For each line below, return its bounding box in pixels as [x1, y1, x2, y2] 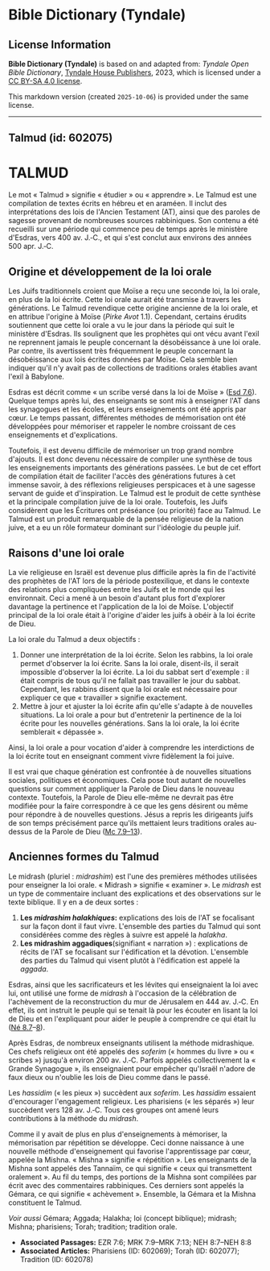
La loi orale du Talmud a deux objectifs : [8, 634, 141, 644]
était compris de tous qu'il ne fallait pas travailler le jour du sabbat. [19, 675, 241, 685]
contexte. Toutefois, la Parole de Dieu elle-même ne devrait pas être [8, 792, 234, 802]
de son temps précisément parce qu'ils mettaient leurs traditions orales [8, 818, 244, 827]
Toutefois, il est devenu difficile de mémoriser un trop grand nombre [8, 445, 235, 456]
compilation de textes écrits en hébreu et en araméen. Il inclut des [8, 199, 227, 209]
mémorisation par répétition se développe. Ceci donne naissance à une [8, 1137, 245, 1147]
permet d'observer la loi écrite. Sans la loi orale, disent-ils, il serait [19, 658, 239, 668]
